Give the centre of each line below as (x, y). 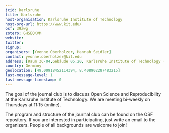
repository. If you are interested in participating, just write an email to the (80, 120)
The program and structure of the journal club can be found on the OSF (79, 114)
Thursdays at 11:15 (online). (33, 105)
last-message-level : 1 (29, 75)
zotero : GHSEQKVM (23, 33)
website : (14, 38)
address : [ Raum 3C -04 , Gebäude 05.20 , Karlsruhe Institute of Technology (83, 61)
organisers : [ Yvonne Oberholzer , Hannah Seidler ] (58, 52)
